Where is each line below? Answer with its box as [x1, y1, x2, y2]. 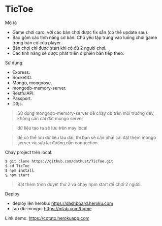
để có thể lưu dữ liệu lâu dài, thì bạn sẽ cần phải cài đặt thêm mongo [17, 134, 156, 140]
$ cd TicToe [5, 163, 30, 168]
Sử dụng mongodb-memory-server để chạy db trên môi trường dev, [17, 110, 155, 116]
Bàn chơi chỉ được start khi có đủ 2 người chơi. [12, 45, 107, 51]
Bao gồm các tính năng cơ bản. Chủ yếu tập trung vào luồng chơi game [12, 34, 158, 40]
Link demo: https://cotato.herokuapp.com [5, 215, 90, 221]
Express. [12, 69, 31, 75]
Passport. [12, 95, 32, 101]
